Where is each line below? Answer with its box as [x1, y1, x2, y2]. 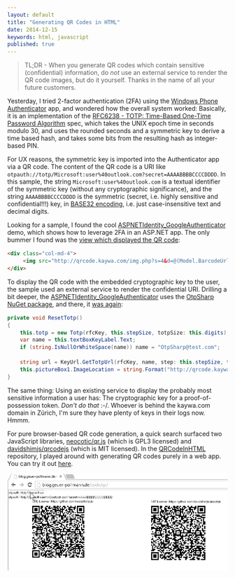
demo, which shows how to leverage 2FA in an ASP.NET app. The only [7, 228, 211, 237]
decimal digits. [7, 207, 50, 216]
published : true [7, 41, 55, 48]
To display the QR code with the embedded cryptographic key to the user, [7, 277, 220, 286]
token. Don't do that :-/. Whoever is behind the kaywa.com [41, 401, 211, 409]
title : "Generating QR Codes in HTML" [7, 18, 120, 26]
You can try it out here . [7, 459, 73, 467]
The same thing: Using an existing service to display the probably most [7, 386, 212, 394]
